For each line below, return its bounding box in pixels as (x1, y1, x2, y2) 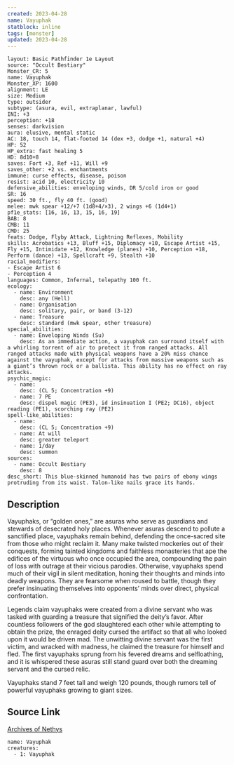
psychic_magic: (7, 375, 52, 382)
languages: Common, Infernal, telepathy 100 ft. (7, 277, 152, 284)
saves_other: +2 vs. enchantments (7, 166, 109, 173)
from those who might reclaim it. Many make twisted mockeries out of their (7, 539, 224, 547)
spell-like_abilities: (7, 412, 74, 419)
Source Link (7, 706, 61, 718)
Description (7, 498, 60, 510)
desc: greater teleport (20, 437, 90, 444)
